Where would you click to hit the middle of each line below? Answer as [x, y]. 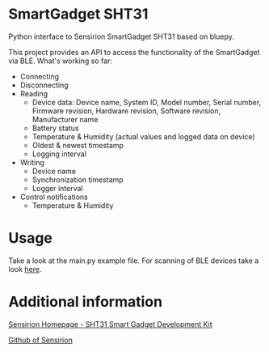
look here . [25, 269]
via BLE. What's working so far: [61, 61]
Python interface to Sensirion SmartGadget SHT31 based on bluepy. [121, 36]
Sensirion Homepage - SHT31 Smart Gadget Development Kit [110, 324]
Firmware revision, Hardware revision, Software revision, [126, 111]
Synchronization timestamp [78, 180]
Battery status [55, 128]
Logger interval [57, 188]
